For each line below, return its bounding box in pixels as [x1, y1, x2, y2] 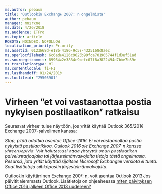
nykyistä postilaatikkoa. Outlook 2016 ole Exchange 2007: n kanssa [5, 143, 142, 149]
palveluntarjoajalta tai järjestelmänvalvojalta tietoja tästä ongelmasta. [5, 153, 146, 159]
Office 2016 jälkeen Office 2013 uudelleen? [5, 183, 91, 189]
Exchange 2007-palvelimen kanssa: [5, 128, 77, 134]
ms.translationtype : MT [5, 62, 54, 66]
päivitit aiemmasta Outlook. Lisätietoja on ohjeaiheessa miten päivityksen [5, 178, 152, 184]
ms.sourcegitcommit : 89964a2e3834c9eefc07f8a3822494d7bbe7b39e [5, 57, 137, 62]
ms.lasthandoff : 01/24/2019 [5, 71, 62, 76]
